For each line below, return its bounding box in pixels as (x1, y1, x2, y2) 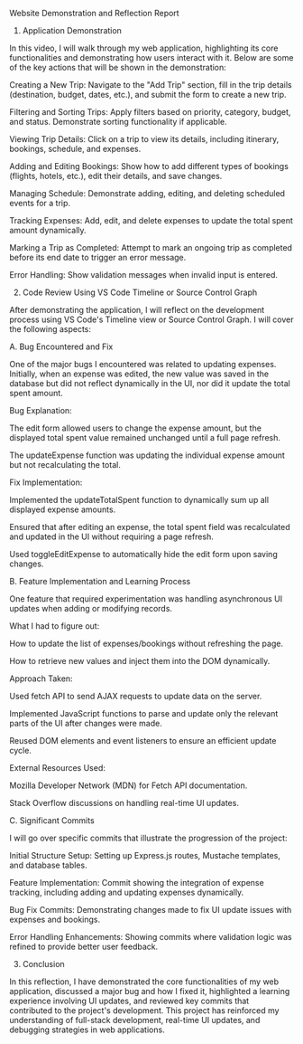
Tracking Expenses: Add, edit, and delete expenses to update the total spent (9, 215, 293, 225)
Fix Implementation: (9, 477, 83, 488)
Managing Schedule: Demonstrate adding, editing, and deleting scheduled (9, 188, 286, 198)
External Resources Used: (9, 763, 106, 773)
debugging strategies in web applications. (9, 1024, 165, 1035)
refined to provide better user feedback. (9, 941, 159, 952)
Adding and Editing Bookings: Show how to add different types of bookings (9, 161, 289, 171)
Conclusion (22, 959, 65, 969)
